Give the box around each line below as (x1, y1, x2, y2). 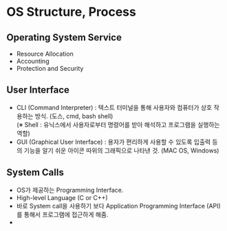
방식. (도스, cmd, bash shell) (34, 111, 113, 120)
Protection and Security (16, 65, 84, 72)
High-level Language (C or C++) (16, 193, 108, 201)
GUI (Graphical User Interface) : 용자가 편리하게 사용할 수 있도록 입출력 (16, 137, 211, 146)
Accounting (16, 57, 50, 65)
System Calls (6, 166, 65, 179)
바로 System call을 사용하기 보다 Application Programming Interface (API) (16, 201, 221, 210)
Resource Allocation (16, 49, 74, 58)
